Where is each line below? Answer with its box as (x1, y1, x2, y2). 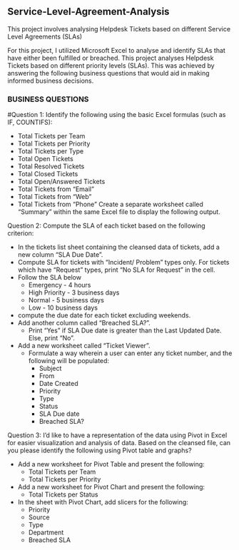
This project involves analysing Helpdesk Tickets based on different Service (7, 24, 230, 33)
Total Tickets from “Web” (17, 193, 92, 201)
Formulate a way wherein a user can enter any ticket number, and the (28, 349, 233, 357)
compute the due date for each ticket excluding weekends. (17, 311, 191, 320)
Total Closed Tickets (17, 170, 78, 178)
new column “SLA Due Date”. (17, 250, 103, 259)
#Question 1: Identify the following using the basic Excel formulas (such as (7, 111, 226, 119)
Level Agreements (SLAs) (7, 32, 83, 41)
